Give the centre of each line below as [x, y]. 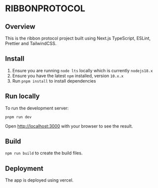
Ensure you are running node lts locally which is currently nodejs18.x [82, 70]
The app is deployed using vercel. [39, 180]
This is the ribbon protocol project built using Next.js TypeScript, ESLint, [78, 38]
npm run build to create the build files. [44, 153]
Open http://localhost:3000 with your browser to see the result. [69, 126]
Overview [20, 27]
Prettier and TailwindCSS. [31, 43]
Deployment [24, 168]
